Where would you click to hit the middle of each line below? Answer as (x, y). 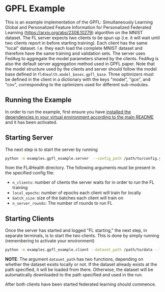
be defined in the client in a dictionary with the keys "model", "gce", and (78, 79)
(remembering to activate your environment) (50, 241)
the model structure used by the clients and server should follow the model (81, 69)
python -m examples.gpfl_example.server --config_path (63, 158)
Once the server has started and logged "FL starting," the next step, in (76, 230)
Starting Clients (30, 219)
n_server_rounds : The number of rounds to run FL (62, 203)
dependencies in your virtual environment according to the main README (79, 117)
